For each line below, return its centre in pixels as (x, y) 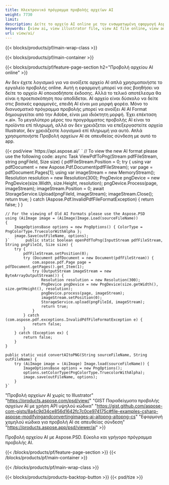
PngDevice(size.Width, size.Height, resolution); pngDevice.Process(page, (81, 183)
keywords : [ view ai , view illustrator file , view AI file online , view (82, 29)
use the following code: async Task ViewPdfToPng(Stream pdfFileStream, (82, 156)
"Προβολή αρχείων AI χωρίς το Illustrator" (50, 395)
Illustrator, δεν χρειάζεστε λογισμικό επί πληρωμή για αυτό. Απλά (74, 131)
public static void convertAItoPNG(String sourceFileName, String (76, 355)
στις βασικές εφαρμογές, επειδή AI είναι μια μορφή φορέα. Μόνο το (77, 104)
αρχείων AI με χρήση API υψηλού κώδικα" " (51, 406)
